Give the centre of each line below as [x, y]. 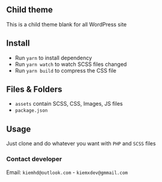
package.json [31, 111]
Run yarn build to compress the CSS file [65, 70]
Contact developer [34, 159]
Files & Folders [34, 89]
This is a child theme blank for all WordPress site [67, 24]
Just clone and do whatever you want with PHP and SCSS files [81, 144]
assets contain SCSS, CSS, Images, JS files [69, 104]
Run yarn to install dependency [53, 58]
